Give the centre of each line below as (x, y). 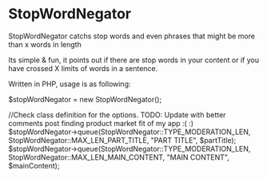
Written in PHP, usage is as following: (70, 84)
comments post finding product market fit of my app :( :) (101, 123)
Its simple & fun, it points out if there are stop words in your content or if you (134, 60)
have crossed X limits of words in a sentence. (83, 68)
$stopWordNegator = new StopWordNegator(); (85, 99)
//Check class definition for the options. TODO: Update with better (117, 115)
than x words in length (45, 44)
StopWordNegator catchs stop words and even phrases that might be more (132, 36)
